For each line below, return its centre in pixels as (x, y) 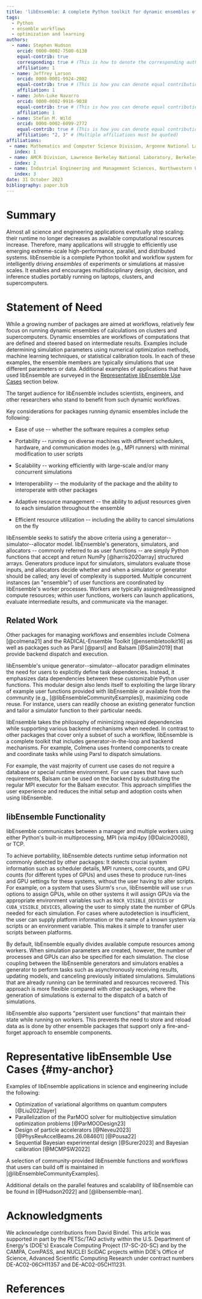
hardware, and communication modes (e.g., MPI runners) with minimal (102, 447)
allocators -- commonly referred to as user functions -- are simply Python (98, 550)
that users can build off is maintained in (55, 1167)
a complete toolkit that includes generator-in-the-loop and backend (90, 742)
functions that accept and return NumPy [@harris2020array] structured (95, 557)
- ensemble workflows (39, 29)
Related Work (32, 621)
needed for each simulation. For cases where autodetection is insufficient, (98, 913)
